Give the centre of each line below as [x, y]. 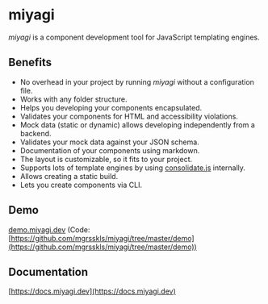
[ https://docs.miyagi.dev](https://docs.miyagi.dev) [92, 291]
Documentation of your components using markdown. [110, 150]
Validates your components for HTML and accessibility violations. [129, 116]
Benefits [30, 62]
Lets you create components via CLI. [81, 185]
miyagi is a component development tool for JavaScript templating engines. [134, 37]
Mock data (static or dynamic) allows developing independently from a [138, 125]
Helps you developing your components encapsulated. [111, 107]
